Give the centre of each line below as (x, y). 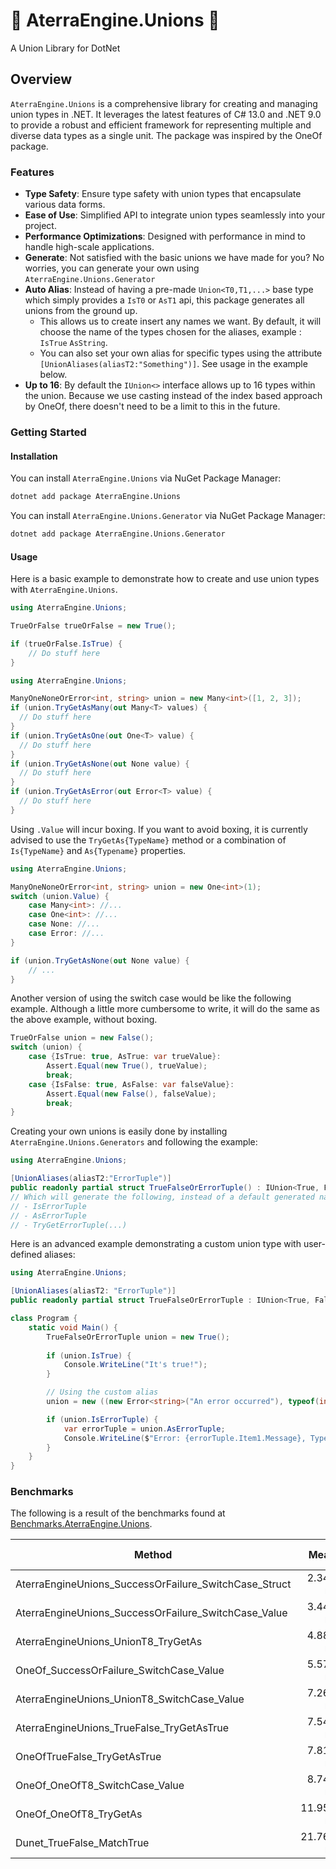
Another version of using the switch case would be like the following (151, 998)
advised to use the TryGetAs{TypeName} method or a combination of (148, 840)
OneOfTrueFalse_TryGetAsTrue (88, 1757)
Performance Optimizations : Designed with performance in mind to (165, 236)
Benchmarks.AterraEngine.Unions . (81, 1524)
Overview (41, 79)
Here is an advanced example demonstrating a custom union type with (156, 1244)
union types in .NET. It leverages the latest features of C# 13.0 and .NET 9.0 (166, 114)
